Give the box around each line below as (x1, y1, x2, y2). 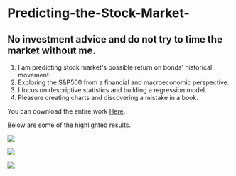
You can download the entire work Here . (7, 107, 126, 115)
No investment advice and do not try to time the (7, 33, 222, 45)
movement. (17, 71, 51, 79)
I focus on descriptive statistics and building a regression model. (17, 86, 207, 94)
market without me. (7, 44, 96, 56)
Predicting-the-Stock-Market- (7, 5, 190, 21)
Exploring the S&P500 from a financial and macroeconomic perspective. (17, 78, 230, 87)
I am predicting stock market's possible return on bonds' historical (17, 63, 213, 72)
